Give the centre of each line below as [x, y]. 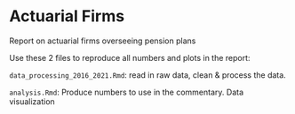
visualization [32, 101]
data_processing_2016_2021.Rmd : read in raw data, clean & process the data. [147, 75]
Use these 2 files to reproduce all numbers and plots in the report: [130, 57]
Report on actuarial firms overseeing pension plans [103, 41]
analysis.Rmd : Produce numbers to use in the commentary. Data [127, 92]
